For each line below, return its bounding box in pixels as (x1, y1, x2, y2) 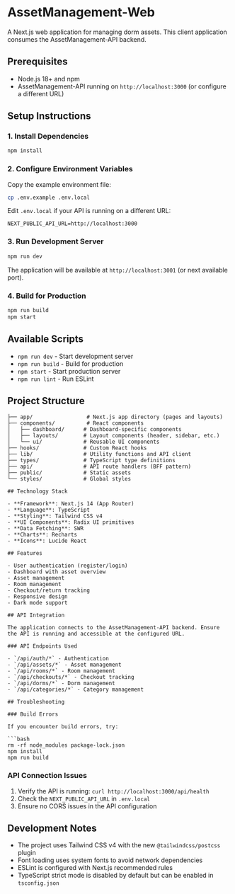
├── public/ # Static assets (7, 469, 132, 476)
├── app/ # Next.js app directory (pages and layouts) (7, 413, 223, 421)
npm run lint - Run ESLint (17, 374, 94, 383)
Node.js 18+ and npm (17, 74, 80, 83)
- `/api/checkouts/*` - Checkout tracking (7, 674, 134, 681)
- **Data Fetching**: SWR (7, 525, 84, 532)
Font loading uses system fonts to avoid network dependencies (17, 856, 203, 864)
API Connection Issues (7, 771, 87, 781)
